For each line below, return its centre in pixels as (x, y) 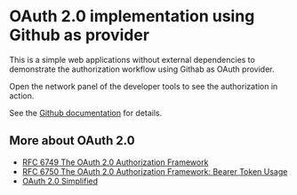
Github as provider (79, 35)
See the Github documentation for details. (86, 113)
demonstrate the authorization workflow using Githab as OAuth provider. (142, 69)
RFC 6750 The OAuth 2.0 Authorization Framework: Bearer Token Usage (155, 171)
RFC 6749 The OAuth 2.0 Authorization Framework (115, 162)
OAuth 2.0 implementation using (132, 16)
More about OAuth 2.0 (72, 140)
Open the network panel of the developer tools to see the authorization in (144, 86)
